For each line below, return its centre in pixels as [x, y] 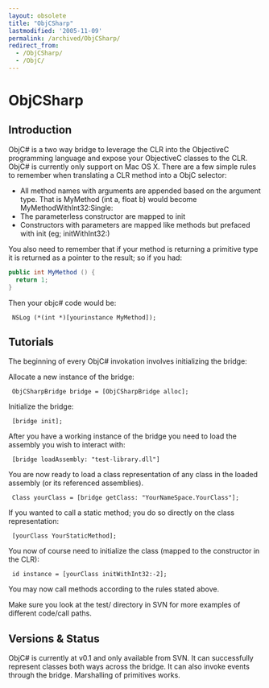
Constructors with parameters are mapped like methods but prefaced [135, 225]
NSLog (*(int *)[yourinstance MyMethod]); [84, 317]
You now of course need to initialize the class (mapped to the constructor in [134, 551]
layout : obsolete [37, 16]
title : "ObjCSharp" [41, 23]
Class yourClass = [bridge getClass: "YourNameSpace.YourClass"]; [126, 498]
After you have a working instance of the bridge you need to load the [123, 436]
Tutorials [31, 342]
